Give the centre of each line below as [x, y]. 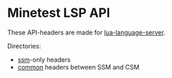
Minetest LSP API [59, 13]
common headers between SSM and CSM [78, 67]
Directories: [24, 46]
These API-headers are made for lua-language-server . [86, 32]
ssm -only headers [44, 59]
